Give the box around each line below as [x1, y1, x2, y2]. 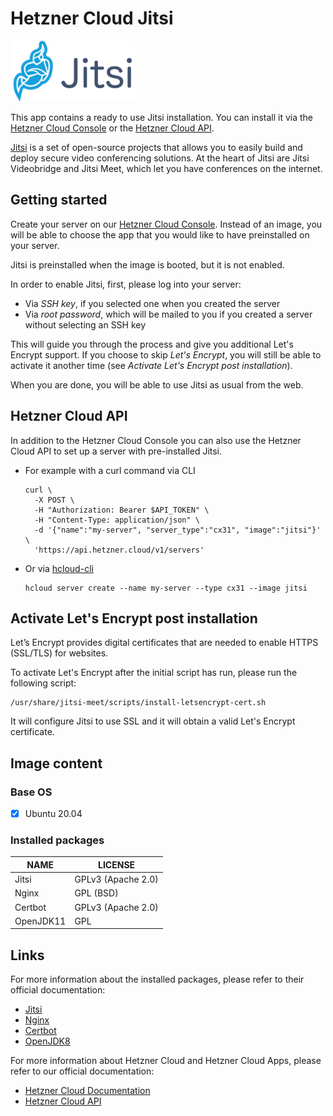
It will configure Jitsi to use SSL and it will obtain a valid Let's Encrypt [10, 715, 296, 727]
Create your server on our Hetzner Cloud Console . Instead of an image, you [10, 218, 323, 230]
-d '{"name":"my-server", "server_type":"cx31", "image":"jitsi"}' [34, 525, 322, 535]
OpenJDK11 [14, 915, 67, 927]
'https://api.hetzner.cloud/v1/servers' [34, 545, 205, 555]
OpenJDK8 [24, 1035, 71, 1047]
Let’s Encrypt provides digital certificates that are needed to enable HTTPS [10, 637, 319, 649]
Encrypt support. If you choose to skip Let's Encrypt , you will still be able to [10, 348, 322, 361]
